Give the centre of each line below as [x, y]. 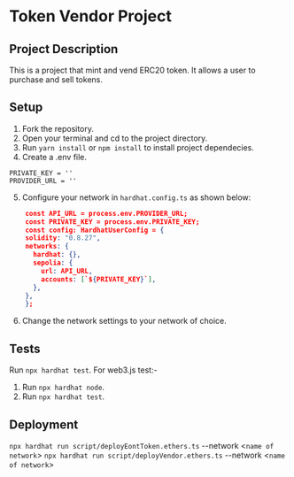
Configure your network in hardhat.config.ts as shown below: [136, 197]
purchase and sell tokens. [56, 80]
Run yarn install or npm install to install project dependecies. [138, 147]
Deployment [44, 424]
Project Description [64, 49]
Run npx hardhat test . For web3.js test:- [83, 370]
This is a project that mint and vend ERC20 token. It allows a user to [132, 70]
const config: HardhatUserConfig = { [95, 230]
